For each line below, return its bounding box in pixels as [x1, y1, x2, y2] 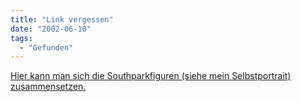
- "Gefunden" [19, 42, 74, 53]
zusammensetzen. [10, 81, 87, 93]
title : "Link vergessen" [10, 14, 114, 25]
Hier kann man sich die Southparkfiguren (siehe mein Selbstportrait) [10, 70, 292, 82]
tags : [10, 33, 33, 43]
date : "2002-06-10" [10, 24, 92, 34]
